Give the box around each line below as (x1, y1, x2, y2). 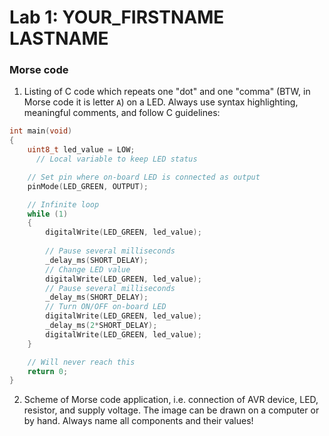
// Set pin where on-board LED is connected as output (27, 172, 261, 182)
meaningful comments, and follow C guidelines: (23, 107, 221, 119)
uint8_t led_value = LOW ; (27, 145, 136, 155)
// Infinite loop (27, 199, 100, 210)
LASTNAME (9, 27, 109, 50)
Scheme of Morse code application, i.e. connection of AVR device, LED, (23, 394, 319, 406)
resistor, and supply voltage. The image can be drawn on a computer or (23, 404, 320, 416)
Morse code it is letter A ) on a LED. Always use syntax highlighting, (23, 96, 299, 108)
